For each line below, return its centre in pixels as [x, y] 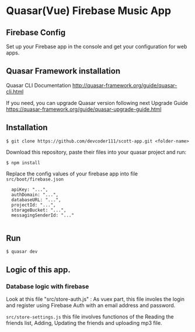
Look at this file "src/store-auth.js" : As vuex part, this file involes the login [95, 299]
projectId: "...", [34, 205]
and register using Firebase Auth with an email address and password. [91, 306]
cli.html [15, 92]
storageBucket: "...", [39, 210]
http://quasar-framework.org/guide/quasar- [125, 85]
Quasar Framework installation [63, 71]
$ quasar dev [22, 252]
